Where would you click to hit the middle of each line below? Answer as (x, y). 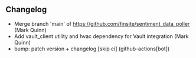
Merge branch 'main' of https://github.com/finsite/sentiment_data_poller (102, 23)
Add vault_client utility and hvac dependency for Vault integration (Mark (101, 36)
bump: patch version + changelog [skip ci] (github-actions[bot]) (92, 49)
